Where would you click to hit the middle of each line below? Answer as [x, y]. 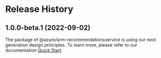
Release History [39, 9]
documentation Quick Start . [34, 50]
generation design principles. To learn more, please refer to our [71, 45]
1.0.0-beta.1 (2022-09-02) [48, 28]
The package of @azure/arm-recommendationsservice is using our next [80, 39]
